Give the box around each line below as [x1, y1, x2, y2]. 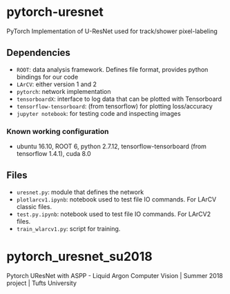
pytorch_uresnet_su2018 [6, 249, 153, 264]
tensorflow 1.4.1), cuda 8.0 [16, 150, 91, 158]
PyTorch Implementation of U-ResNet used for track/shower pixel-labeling [6, 27, 218, 35]
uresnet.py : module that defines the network [16, 188, 144, 196]
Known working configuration [6, 126, 109, 136]
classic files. [16, 202, 52, 210]
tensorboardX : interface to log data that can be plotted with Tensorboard [16, 95, 222, 103]
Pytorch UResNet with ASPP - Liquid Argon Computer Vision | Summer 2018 [6, 271, 223, 280]
